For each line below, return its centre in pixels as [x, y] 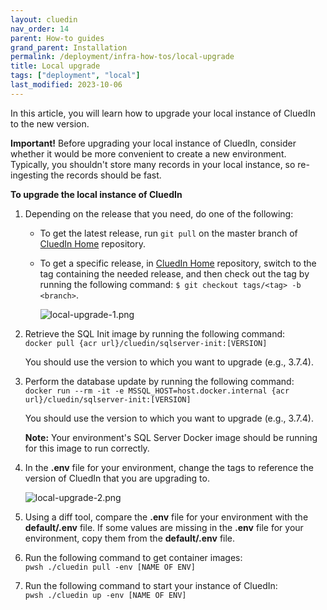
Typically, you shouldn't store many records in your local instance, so [153, 164]
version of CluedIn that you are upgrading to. [117, 478]
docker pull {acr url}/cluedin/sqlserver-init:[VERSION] [146, 343]
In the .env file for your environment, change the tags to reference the [169, 467]
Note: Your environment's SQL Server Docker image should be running [171, 437]
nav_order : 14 [40, 29]
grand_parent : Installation [69, 47]
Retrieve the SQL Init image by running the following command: [155, 333]
